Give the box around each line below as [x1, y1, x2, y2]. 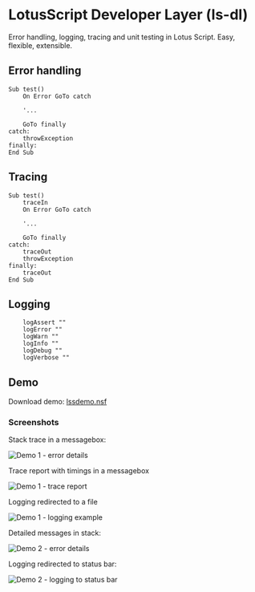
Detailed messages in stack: [8, 528, 102, 538]
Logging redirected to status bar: [8, 559, 117, 569]
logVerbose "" [22, 354, 70, 362]
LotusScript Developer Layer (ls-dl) [8, 6, 249, 24]
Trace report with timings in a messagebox [8, 466, 150, 476]
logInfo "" [22, 339, 59, 348]
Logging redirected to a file [8, 497, 98, 507]
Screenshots [8, 417, 59, 428]
